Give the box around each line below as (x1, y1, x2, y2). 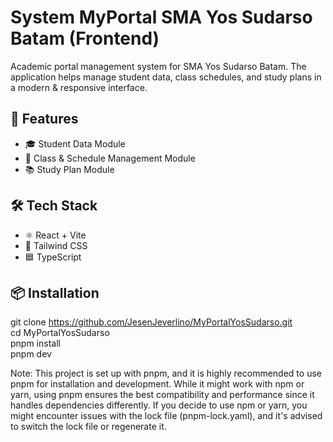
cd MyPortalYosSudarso (10, 327, 110, 339)
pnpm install (10, 337, 61, 350)
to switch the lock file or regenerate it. (10, 421, 167, 433)
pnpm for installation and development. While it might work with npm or (10, 378, 305, 390)
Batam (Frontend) (10, 27, 160, 50)
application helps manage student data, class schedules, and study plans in (10, 71, 322, 83)
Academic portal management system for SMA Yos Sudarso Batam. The (10, 60, 307, 72)
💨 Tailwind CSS (24, 239, 88, 251)
